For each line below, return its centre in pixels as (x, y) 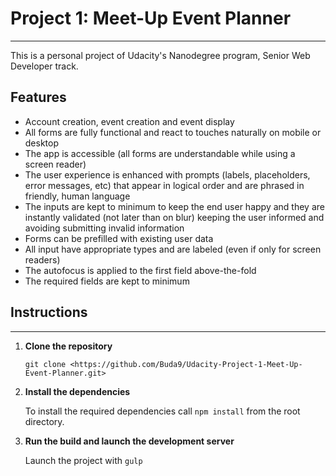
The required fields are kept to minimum (107, 281)
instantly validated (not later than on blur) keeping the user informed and (174, 217)
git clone (45, 364)
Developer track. (44, 66)
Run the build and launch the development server (129, 441)
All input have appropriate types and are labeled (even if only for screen (173, 249)
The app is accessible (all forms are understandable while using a (160, 153)
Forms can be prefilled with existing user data (119, 238)
